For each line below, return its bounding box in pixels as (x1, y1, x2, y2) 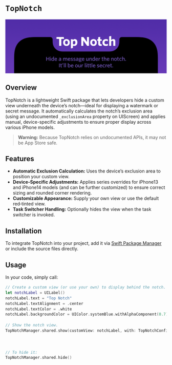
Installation (5, 226, 42, 235)
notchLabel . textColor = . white (5, 306, 72, 312)
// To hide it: (5, 350, 38, 355)
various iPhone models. (5, 124, 55, 130)
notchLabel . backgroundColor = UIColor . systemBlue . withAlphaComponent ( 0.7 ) (5, 312, 168, 317)
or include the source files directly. (5, 246, 78, 252)
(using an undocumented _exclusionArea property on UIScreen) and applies (5, 113, 166, 120)
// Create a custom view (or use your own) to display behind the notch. (5, 285, 166, 290)
